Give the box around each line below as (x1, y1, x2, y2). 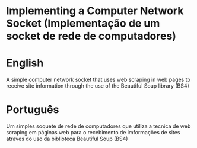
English (6, 56, 44, 70)
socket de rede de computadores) (6, 30, 177, 43)
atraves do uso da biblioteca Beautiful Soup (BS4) (6, 135, 128, 143)
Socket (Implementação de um (6, 17, 160, 30)
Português (6, 103, 59, 117)
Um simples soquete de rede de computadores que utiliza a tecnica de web (6, 123, 191, 130)
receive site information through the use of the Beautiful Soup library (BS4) (6, 82, 190, 89)
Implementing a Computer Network (6, 4, 184, 18)
